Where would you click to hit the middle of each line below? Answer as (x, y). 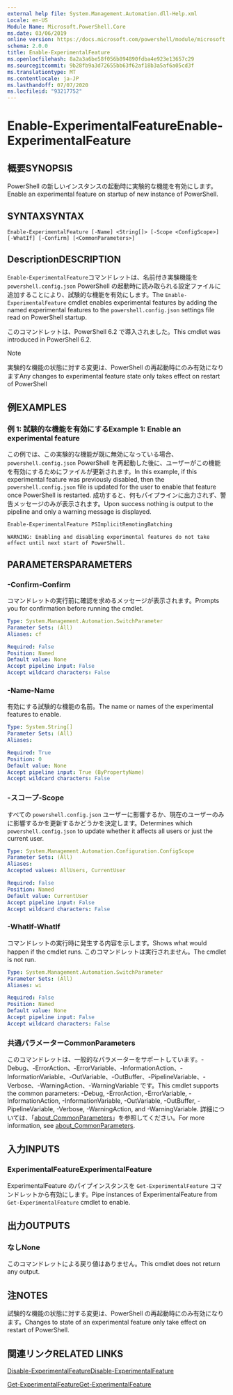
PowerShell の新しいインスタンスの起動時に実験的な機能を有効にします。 (112, 186)
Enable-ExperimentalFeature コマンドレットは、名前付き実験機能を (103, 277)
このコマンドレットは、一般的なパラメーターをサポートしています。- (106, 1060)
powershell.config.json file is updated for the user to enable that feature (112, 487)
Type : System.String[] (40, 727)
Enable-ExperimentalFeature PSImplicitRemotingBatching (90, 525)
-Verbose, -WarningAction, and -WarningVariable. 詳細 (135, 1109)
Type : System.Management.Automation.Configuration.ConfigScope (101, 851)
